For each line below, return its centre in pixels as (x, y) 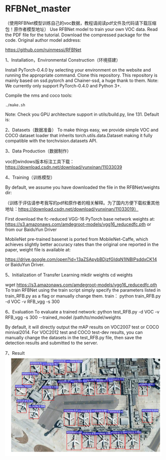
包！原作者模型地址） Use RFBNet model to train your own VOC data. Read (82, 29)
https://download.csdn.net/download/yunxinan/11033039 (64, 167)
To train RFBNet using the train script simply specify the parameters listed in (83, 290)
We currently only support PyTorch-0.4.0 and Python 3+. (63, 85)
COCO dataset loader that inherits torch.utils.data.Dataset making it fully (79, 135)
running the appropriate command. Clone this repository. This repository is (81, 75)
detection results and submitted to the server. (52, 343)
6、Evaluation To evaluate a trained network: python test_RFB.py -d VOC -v (82, 311)
